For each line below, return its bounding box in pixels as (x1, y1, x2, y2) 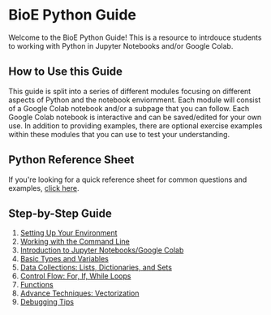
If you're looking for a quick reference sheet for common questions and (8, 175, 247, 184)
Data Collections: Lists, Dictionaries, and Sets (19, 262, 173, 273)
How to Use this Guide (8, 65, 123, 79)
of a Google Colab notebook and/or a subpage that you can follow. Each (8, 103, 250, 113)
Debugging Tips (19, 297, 75, 307)
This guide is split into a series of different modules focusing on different (8, 86, 252, 96)
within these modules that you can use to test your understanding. (8, 129, 230, 139)
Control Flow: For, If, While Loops (19, 271, 131, 281)
